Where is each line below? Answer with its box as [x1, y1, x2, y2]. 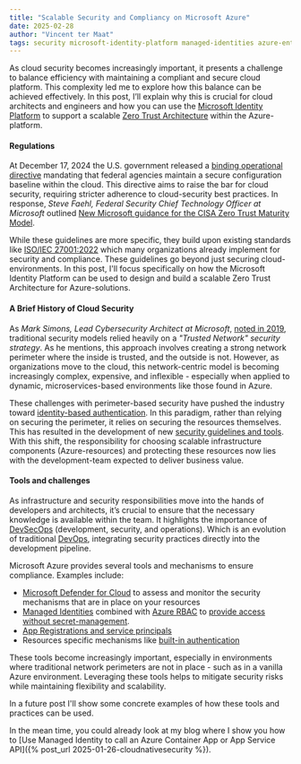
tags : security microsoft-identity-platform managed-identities [9, 38, 254, 48]
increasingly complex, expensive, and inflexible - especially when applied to [9, 370, 290, 381]
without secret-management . [21, 615, 130, 626]
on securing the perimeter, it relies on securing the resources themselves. [9, 416, 282, 427]
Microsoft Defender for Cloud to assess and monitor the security [21, 586, 262, 597]
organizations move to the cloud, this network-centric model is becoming [9, 360, 279, 372]
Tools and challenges [9, 475, 91, 486]
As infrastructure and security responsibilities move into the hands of [9, 495, 264, 506]
